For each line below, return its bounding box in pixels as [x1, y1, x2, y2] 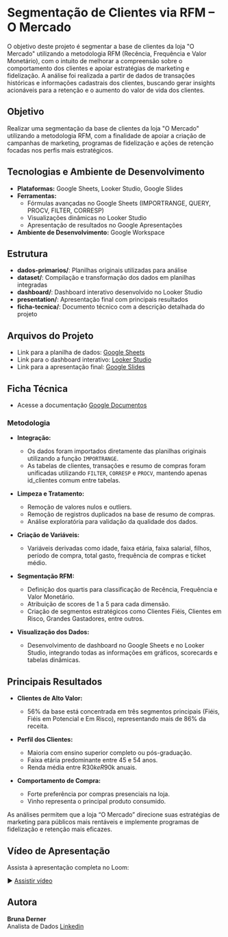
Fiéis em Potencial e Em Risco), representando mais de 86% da [27, 715, 207, 723]
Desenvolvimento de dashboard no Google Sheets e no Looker [27, 641, 205, 650]
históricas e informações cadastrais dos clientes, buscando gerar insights [7, 78, 216, 87]
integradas [16, 280, 48, 289]
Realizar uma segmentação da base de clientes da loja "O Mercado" [7, 124, 200, 132]
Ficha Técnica [7, 383, 68, 395]
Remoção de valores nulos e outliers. [27, 503, 132, 511]
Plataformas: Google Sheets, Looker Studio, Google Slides [16, 184, 183, 192]
